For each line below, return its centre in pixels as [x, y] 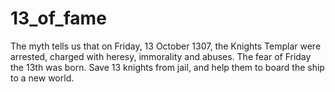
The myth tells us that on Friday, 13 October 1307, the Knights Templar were [166, 46]
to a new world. [42, 78]
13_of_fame [58, 18]
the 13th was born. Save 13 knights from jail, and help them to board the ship [167, 67]
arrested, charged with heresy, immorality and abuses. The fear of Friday [161, 56]
